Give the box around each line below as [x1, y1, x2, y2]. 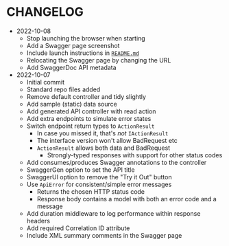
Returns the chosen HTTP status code [36, 187, 145, 196]
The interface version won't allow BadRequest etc [36, 136, 178, 144]
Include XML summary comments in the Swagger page [26, 231, 182, 239]
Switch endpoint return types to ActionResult [26, 122, 155, 130]
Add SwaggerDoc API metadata [26, 63, 117, 71]
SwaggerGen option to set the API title [26, 166, 135, 174]
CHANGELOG [6, 4, 84, 20]
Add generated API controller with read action [26, 107, 156, 115]
